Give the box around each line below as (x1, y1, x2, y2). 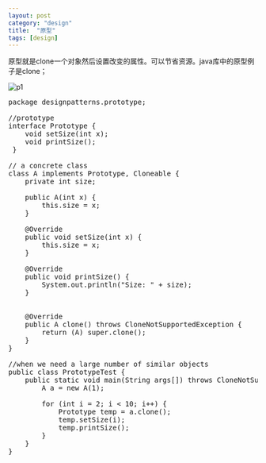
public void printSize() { (25, 272, 130, 282)
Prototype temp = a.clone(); (58, 407, 172, 417)
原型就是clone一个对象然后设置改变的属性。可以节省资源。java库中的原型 (8, 56, 248, 66)
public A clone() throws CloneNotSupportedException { (25, 320, 243, 330)
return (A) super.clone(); (41, 328, 146, 338)
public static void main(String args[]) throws (25, 376, 214, 385)
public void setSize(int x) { (25, 233, 142, 242)
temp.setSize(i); (58, 415, 126, 425)
